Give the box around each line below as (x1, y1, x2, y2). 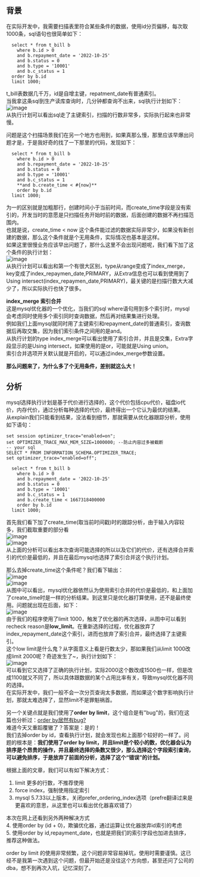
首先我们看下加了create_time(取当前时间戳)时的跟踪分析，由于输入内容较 (6, 519, 185, 526)
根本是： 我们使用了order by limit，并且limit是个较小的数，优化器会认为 (16, 738, 192, 746)
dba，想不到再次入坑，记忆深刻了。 (6, 864, 94, 871)
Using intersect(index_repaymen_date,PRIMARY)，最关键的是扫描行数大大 (6, 277, 189, 284)
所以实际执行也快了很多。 (21, 284, 85, 292)
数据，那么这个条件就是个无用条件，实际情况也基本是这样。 (16, 234, 162, 241)
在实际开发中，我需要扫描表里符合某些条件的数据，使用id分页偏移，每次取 (6, 23, 188, 30)
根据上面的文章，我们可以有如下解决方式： (6, 766, 111, 774)
